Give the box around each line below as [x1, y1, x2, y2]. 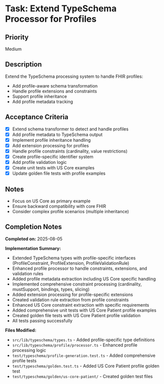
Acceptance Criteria [5, 113, 68, 121]
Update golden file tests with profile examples [12, 170, 106, 176]
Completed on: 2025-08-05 [5, 236, 63, 242]
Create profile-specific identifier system [12, 154, 94, 160]
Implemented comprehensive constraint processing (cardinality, [12, 281, 142, 287]
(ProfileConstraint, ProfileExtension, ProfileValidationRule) [12, 260, 130, 266]
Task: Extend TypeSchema [5, 3, 117, 14]
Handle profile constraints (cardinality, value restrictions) [12, 148, 128, 154]
